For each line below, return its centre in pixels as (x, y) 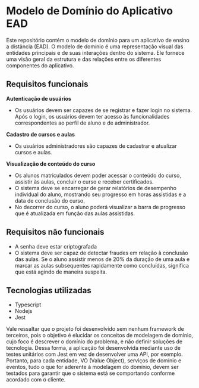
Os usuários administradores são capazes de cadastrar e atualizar (96, 146)
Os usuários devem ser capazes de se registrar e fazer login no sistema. (103, 110)
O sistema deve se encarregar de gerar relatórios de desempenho (96, 188)
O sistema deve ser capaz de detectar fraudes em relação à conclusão (101, 253)
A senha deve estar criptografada (56, 246)
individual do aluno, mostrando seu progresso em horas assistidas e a (100, 194)
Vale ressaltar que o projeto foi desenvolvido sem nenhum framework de (95, 329)
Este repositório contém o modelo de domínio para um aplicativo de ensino (98, 40)
